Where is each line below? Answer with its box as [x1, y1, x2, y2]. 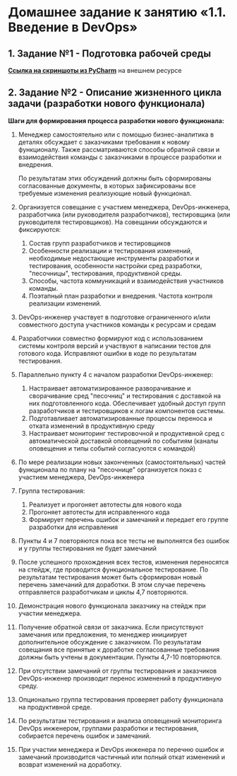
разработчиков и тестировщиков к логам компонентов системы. [28, 406, 225, 415]
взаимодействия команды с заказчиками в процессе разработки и [18, 153, 221, 161]
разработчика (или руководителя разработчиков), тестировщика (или [18, 210, 231, 219]
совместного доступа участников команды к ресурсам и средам [18, 320, 217, 329]
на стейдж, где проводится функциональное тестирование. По [18, 565, 209, 574]
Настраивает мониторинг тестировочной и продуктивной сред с [28, 429, 225, 437]
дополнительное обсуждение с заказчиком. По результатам [18, 637, 202, 646]
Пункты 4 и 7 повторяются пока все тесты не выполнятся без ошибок [18, 536, 230, 545]
